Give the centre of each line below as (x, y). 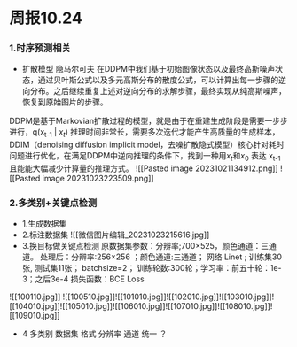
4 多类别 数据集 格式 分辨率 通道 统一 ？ (94, 334)
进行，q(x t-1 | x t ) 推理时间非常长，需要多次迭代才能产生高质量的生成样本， (145, 133)
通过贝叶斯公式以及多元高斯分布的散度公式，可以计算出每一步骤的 (158, 80)
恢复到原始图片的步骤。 (65, 102)
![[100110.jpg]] (35, 297)
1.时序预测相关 (40, 48)
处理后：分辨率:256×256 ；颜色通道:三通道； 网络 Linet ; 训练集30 (160, 257)
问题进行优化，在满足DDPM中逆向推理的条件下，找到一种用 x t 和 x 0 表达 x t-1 (145, 157)
